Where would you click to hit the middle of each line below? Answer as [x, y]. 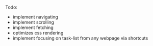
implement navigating [35, 17]
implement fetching [33, 27]
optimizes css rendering [38, 33]
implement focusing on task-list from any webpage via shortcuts [80, 38]
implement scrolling [33, 22]
